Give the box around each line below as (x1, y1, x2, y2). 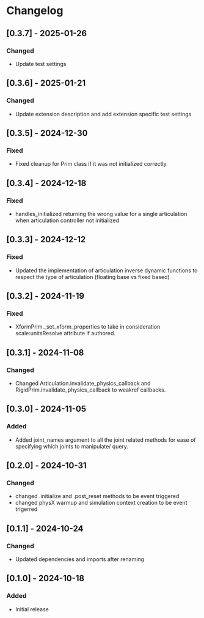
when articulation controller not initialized (15, 217, 120, 224)
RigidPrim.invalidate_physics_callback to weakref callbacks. (15, 386, 166, 393)
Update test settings (15, 60, 67, 67)
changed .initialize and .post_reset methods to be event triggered (15, 493, 180, 500)
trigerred (15, 505, 38, 513)
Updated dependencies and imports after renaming (15, 556, 145, 563)
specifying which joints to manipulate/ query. (15, 442, 129, 450)
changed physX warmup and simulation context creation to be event (15, 499, 188, 507)
